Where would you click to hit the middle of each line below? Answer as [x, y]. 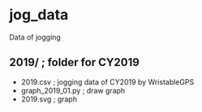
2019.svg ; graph [49, 99]
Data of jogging [35, 37]
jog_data [39, 15]
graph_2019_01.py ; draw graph [73, 90]
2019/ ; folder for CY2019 [75, 62]
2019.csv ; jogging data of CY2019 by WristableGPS [107, 81]
